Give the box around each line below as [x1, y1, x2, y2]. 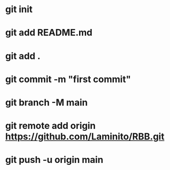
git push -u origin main [5, 154, 104, 166]
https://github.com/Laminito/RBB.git [5, 131, 165, 143]
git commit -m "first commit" [5, 73, 131, 85]
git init [5, 4, 33, 15]
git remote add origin [5, 120, 96, 132]
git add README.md [5, 27, 93, 39]
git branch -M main [5, 97, 88, 108]
